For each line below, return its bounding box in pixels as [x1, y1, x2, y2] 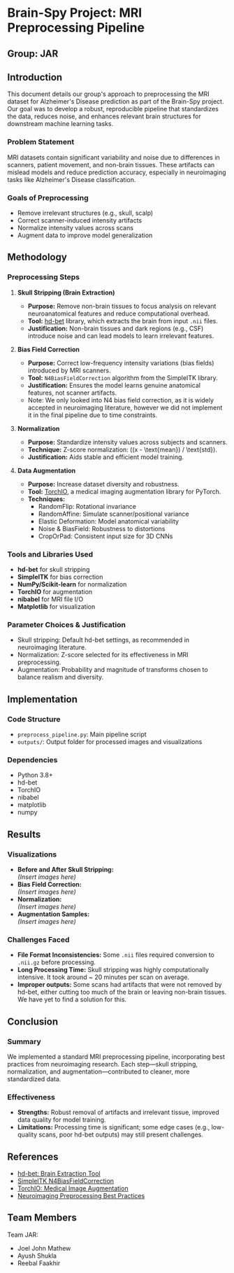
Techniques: [27, 495, 66, 503]
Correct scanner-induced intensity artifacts [17, 216, 142, 225]
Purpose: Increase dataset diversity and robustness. [27, 479, 180, 488]
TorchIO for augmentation [17, 587, 93, 596]
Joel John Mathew [17, 1244, 71, 1252]
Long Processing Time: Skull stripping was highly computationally [17, 966, 210, 974]
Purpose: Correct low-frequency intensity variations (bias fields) [27, 358, 214, 367]
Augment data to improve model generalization [17, 231, 153, 239]
